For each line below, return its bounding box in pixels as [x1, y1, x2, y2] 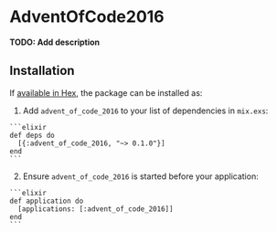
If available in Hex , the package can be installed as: [9, 87, 203, 98]
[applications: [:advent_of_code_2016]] [17, 204, 174, 214]
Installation [9, 63, 75, 79]
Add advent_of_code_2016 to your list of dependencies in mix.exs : [22, 105, 269, 116]
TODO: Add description [9, 37, 101, 47]
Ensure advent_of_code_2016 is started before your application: [22, 171, 259, 182]
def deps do [9, 131, 55, 140]
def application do [9, 196, 84, 206]
